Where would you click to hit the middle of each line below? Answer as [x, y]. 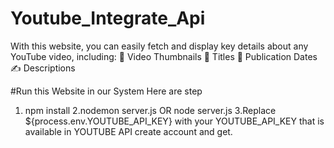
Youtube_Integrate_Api [108, 18]
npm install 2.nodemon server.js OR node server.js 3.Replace [150, 110]
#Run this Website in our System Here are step [106, 91]
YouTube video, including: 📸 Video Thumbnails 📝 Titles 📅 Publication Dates [164, 56]
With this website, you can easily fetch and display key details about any [159, 46]
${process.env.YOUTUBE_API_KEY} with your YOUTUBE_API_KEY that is [174, 121]
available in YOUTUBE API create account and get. [128, 131]
